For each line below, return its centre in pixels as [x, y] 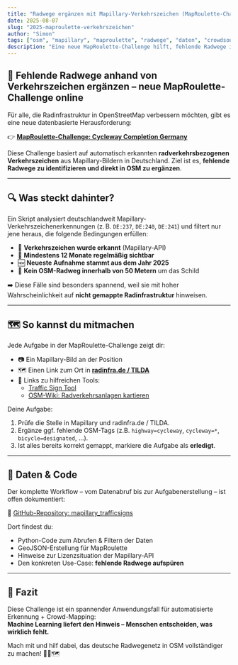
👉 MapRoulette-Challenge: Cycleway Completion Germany [97, 136]
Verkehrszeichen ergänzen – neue [84, 87]
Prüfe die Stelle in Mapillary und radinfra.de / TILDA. [93, 423]
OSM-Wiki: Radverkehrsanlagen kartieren [89, 395]
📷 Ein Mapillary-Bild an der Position [70, 360]
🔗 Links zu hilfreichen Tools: [59, 380]
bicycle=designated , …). [53, 438]
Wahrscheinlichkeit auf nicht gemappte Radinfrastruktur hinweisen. [107, 295]
